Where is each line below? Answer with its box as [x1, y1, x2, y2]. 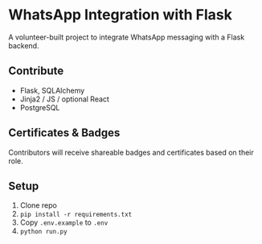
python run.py [19, 228, 68, 236]
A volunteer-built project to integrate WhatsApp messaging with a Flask [8, 32, 245, 42]
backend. [8, 40, 39, 50]
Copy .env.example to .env [19, 217, 108, 227]
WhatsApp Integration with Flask [8, 6, 233, 24]
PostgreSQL [19, 102, 60, 112]
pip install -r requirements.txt [19, 211, 133, 219]
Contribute [8, 64, 64, 78]
